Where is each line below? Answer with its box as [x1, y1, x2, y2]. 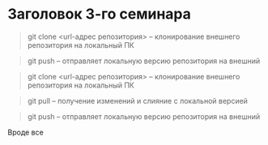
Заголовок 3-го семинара [7, 5, 191, 23]
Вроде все [7, 127, 44, 137]
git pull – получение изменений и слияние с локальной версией [27, 96, 249, 105]
